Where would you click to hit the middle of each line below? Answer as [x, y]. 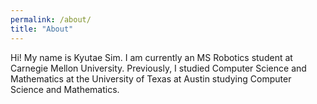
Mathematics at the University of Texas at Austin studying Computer [151, 78]
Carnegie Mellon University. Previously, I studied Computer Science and [158, 68]
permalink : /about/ [51, 19]
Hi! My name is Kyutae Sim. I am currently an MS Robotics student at [151, 57]
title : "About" [42, 29]
